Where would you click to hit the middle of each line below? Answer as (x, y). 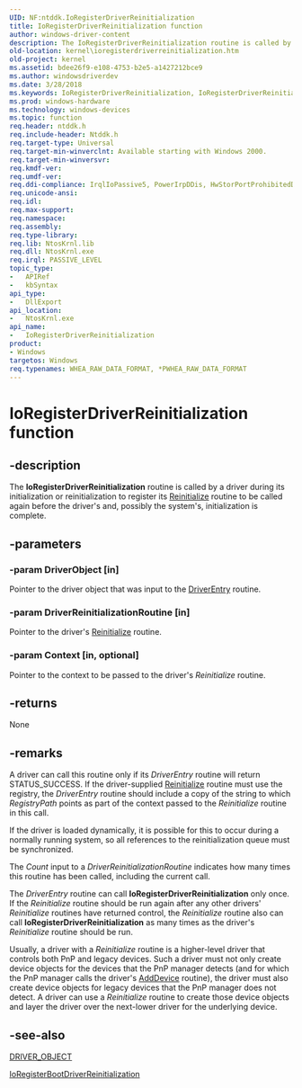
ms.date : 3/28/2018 (46, 85)
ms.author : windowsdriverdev (64, 76)
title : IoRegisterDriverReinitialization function (106, 26)
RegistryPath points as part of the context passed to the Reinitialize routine (148, 803)
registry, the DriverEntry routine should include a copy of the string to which (150, 794)
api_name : (28, 327)
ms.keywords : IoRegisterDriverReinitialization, (102, 93)
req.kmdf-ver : (36, 168)
